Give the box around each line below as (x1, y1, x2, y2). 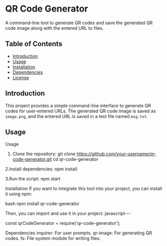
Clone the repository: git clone (12, 151, 75, 157)
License (12, 74, 29, 81)
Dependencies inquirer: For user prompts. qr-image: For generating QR (5, 230, 152, 236)
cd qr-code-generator (52, 156, 99, 162)
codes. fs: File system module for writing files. (5, 235, 101, 241)
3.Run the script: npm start (5, 176, 61, 182)
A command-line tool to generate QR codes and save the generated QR (5, 20, 153, 26)
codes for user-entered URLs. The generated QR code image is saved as (5, 108, 156, 114)
